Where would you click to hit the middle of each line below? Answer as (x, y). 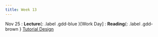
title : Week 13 (21, 10)
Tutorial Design (38, 29)
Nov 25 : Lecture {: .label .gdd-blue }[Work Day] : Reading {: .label (73, 24)
